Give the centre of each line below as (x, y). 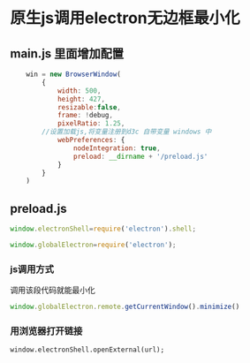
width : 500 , (79, 91)
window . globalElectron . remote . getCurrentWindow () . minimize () (125, 307)
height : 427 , (81, 99)
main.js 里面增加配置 (67, 53)
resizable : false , (89, 107)
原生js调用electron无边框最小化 (125, 18)
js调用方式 (32, 268)
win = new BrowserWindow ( (74, 74)
